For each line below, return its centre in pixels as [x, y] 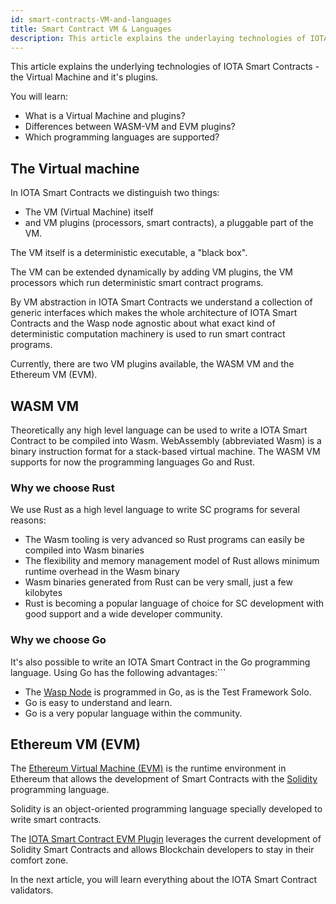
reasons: [28, 520]
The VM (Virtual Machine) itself [89, 212]
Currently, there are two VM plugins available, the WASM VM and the [152, 364]
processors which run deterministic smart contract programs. [137, 283]
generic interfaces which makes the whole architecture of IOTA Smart [154, 313]
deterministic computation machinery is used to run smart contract [148, 334]
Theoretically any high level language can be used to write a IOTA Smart [159, 430]
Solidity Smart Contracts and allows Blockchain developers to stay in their [162, 850]
